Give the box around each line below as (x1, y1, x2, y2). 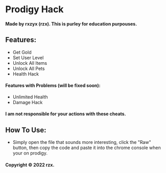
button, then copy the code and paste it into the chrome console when (12, 144, 161, 151)
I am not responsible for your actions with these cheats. (5, 111, 126, 117)
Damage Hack (12, 99, 43, 105)
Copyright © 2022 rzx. (5, 162, 55, 168)
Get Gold (12, 49, 32, 55)
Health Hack (12, 70, 39, 77)
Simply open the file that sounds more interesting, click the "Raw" (12, 139, 152, 145)
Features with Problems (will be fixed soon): (5, 83, 101, 89)
